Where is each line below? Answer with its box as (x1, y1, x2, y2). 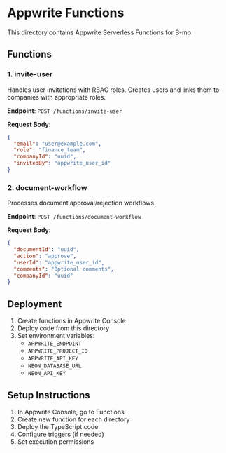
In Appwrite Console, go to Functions (17, 407, 125, 416)
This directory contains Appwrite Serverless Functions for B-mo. (7, 28, 193, 36)
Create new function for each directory (17, 415, 130, 424)
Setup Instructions (7, 389, 90, 401)
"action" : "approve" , (13, 252, 77, 259)
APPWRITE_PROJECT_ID (27, 348, 88, 355)
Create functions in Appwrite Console (17, 317, 126, 325)
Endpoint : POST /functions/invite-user (7, 107, 122, 115)
